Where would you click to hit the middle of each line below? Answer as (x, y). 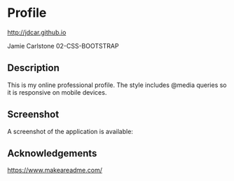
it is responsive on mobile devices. (57, 92)
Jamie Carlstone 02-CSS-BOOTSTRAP (63, 46)
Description (33, 68)
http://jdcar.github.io (37, 32)
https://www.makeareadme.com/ (55, 170)
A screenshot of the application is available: (70, 131)
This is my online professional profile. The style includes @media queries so (117, 85)
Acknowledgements (52, 153)
